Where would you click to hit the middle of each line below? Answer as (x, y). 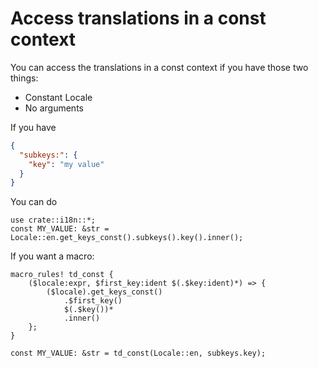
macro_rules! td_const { (62, 275)
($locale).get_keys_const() (104, 292)
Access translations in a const (138, 18)
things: (24, 78)
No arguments (54, 108)
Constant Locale (58, 97)
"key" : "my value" (66, 164)
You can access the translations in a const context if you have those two (159, 67)
